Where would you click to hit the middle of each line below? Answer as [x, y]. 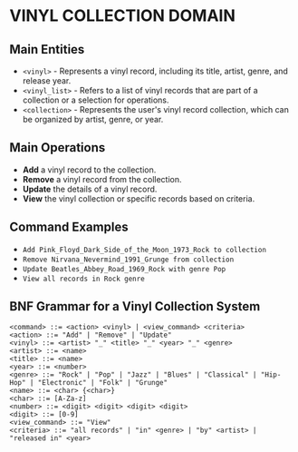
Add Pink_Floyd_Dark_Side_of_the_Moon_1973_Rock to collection [144, 250]
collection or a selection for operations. [96, 100]
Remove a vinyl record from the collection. [102, 179]
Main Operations [58, 147]
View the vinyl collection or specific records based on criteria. [139, 198]
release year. [47, 81]
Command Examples [69, 227]
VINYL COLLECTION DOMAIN [122, 16]
